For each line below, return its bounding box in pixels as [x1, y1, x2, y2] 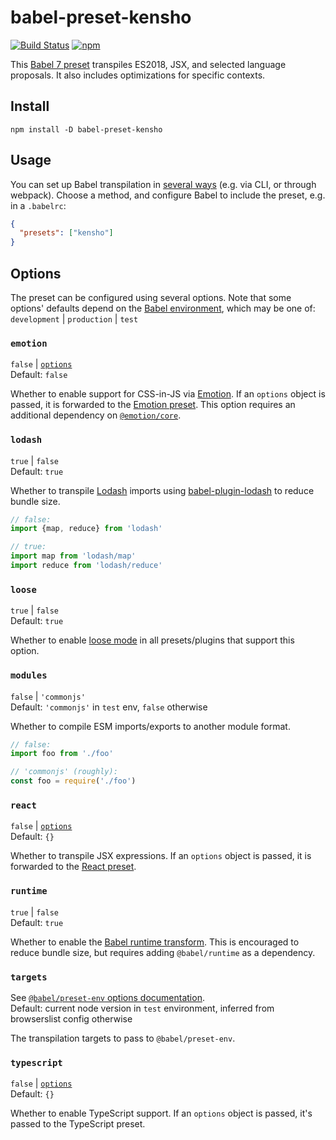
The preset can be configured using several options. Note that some [10, 292, 292, 303]
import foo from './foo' [10, 749, 114, 759]
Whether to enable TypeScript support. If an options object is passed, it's [10, 1107, 313, 1120]
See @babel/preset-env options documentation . [10, 991, 205, 1003]
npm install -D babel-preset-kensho [10, 124, 163, 135]
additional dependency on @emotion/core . [10, 409, 182, 421]
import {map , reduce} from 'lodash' [10, 524, 163, 534]
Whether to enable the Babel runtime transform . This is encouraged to [10, 936, 300, 948]
